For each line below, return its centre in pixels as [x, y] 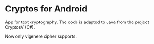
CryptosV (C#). [20, 27]
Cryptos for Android [46, 9]
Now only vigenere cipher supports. [41, 36]
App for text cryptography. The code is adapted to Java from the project [77, 22]
